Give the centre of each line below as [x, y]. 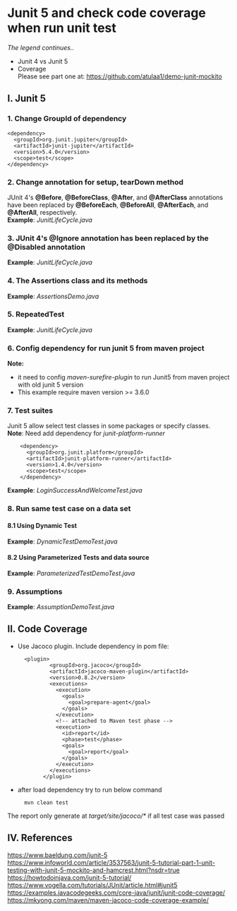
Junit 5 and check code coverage [107, 13]
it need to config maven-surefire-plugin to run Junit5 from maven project [123, 377]
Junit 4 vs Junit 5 [43, 61]
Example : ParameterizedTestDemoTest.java [71, 573]
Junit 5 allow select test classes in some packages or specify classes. [109, 426]
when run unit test [62, 28]
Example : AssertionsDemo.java [53, 296]
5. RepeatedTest [36, 315]
